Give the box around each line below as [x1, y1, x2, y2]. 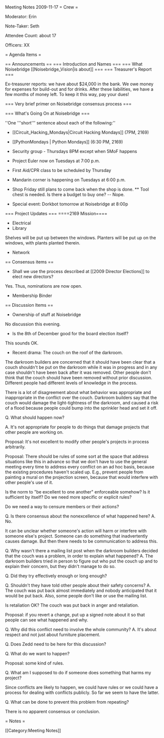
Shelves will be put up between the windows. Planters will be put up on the [5, 235, 156, 241]
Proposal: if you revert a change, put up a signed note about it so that [5, 612, 145, 617]
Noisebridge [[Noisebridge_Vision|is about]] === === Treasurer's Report [5, 66, 152, 72]
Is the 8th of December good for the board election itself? [12, 331, 129, 336]
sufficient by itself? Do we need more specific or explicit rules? [5, 494, 132, 500]
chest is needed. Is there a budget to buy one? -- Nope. [12, 192, 125, 197]
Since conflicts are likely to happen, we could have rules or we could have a [5, 685, 158, 690]
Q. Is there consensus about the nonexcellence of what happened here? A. [5, 513, 156, 519]
